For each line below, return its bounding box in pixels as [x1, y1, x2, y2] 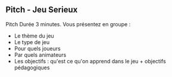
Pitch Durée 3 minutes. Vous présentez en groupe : [5, 20, 131, 27]
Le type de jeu [14, 38, 50, 45]
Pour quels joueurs [14, 45, 61, 52]
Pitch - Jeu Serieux [5, 5, 78, 15]
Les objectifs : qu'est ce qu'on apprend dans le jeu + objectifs [14, 57, 166, 64]
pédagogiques [14, 64, 50, 71]
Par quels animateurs [14, 51, 67, 58]
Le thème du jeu [14, 32, 54, 39]
